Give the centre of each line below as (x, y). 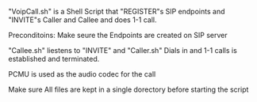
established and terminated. (54, 59)
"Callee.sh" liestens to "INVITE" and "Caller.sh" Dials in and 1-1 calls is (123, 50)
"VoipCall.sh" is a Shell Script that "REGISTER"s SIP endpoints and (117, 11)
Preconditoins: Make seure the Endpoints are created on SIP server (118, 35)
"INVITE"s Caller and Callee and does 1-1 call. (82, 20)
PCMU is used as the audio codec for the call (82, 74)
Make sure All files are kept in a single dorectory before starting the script (128, 89)
